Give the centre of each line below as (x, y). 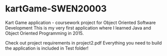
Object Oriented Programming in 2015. (44, 33)
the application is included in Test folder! (47, 48)
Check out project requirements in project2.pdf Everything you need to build (83, 42)
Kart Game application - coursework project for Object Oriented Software (81, 22)
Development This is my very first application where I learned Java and (78, 27)
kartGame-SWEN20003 (56, 9)
